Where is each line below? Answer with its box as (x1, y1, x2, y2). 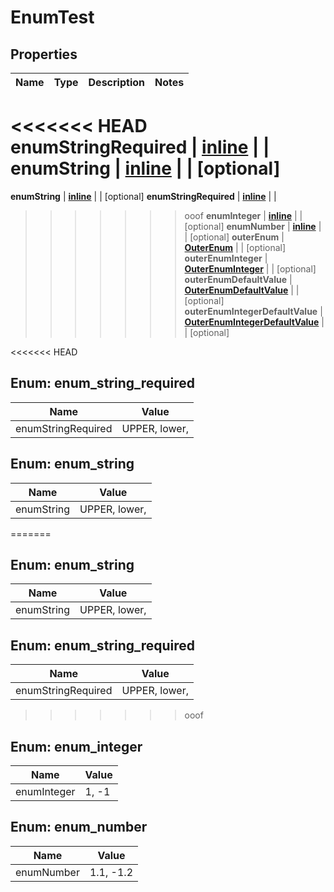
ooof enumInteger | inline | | (184, 209, 303, 221)
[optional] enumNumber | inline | (184, 220, 322, 232)
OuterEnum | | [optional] (184, 241, 287, 253)
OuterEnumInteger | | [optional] (184, 262, 317, 275)
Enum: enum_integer (10, 738, 143, 755)
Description (88, 76, 145, 89)
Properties (10, 46, 78, 63)
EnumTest (10, 6, 95, 29)
